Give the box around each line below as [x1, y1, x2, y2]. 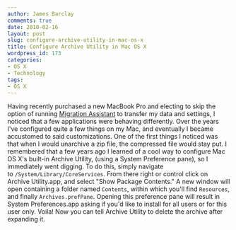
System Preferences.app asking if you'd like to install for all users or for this [7, 200, 228, 209]
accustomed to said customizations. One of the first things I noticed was [7, 132, 218, 141]
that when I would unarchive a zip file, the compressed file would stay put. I [7, 139, 228, 149]
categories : [7, 57, 42, 64]
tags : [7, 76, 23, 84]
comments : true [7, 17, 52, 24]
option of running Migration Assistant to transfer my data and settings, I [7, 110, 216, 118]
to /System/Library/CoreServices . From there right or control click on [7, 170, 208, 178]
